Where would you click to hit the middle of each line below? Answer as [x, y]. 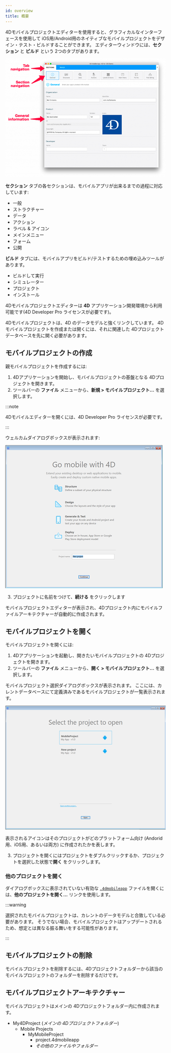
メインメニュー [28, 235]
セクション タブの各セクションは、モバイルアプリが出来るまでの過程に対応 [84, 185]
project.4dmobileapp [58, 1040]
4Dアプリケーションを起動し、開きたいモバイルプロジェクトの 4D [82, 656]
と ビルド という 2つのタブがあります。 [61, 51]
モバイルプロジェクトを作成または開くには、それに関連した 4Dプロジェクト [85, 329]
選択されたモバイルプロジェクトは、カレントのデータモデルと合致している [83, 915]
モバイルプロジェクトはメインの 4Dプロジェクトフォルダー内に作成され [80, 1006]
